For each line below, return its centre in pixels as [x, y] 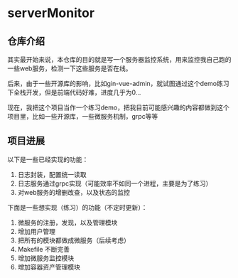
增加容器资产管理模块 [49, 267]
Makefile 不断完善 [43, 249]
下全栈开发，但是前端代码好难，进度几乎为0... [74, 92]
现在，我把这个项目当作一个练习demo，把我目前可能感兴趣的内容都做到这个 [118, 107]
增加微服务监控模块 [46, 258]
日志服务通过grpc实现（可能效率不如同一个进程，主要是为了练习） [115, 183]
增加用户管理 [36, 231]
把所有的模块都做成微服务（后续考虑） [74, 240]
